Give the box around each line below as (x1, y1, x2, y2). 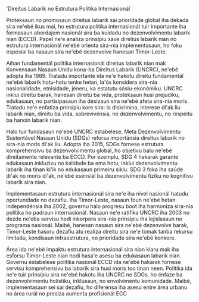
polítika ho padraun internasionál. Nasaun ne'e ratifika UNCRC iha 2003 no (6, 209, 190, 216)
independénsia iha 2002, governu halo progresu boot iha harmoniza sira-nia (6, 203, 194, 210)
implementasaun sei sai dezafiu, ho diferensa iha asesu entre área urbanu (6, 284, 188, 291)
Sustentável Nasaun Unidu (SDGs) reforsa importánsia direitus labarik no (6, 134, 185, 141)
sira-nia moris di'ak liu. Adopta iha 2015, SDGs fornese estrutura (6, 141, 164, 147)
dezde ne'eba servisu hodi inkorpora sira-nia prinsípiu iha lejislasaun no (6, 215, 183, 222)
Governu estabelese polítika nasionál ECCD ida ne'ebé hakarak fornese (6, 259, 181, 265)
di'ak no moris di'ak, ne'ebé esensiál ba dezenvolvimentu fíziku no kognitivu (6, 172, 194, 179)
